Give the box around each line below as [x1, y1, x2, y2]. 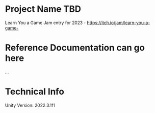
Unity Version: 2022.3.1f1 [5, 102, 55, 108]
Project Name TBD [5, 3, 81, 15]
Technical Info [5, 86, 65, 97]
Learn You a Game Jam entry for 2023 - [5, 20, 86, 26]
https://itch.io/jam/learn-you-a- [86, 20, 151, 26]
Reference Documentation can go [5, 42, 145, 54]
